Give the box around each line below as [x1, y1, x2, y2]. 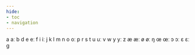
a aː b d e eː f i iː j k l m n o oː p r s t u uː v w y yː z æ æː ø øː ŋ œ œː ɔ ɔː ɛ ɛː [6, 36, 190, 43]
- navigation [6, 20, 39, 25]
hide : [6, 8, 20, 15]
